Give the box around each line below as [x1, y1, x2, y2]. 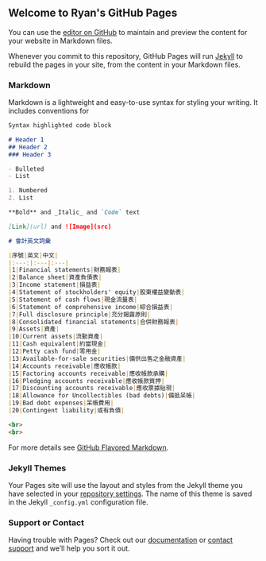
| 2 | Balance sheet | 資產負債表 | [8, 273, 102, 281]
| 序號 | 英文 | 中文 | [8, 251, 59, 259]
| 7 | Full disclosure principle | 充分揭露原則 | [8, 310, 151, 319]
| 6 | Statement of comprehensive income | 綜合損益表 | [8, 303, 173, 311]
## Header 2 [8, 143, 48, 151]
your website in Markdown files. [8, 36, 113, 45]
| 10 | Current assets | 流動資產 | [8, 333, 103, 341]
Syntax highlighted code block [8, 122, 112, 130]
